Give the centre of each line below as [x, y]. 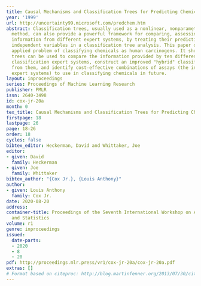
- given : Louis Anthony [36, 190]
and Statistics [31, 218]
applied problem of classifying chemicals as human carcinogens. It [99, 51]
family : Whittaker [35, 174]
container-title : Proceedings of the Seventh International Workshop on [99, 213]
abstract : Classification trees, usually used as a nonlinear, [87, 28]
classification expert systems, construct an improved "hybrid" [93, 62]
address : [17, 207]
